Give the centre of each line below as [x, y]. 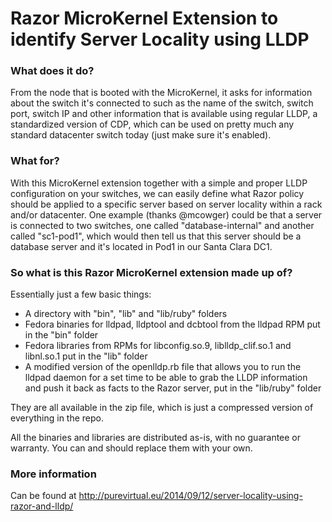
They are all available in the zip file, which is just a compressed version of [162, 408]
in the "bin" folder [61, 335]
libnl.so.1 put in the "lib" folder [86, 356]
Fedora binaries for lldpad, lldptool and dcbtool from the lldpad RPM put [172, 324]
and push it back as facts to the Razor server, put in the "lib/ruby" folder [173, 388]
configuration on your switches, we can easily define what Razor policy [157, 193]
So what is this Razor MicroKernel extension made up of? [151, 272]
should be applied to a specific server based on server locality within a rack [166, 204]
